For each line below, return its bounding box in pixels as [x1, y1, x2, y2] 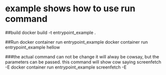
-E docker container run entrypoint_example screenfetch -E [5, 64, 127, 70]
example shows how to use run [5, 3, 135, 14]
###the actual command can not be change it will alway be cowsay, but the [5, 53, 160, 59]
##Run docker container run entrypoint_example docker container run [5, 39, 148, 45]
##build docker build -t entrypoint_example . [5, 29, 96, 35]
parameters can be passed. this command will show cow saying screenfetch [5, 59, 162, 65]
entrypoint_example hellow [5, 44, 60, 50]
